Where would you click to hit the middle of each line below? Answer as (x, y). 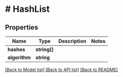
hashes (16, 49)
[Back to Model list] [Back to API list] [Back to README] (61, 70)
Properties (22, 27)
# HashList (28, 9)
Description (72, 41)
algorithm (19, 58)
